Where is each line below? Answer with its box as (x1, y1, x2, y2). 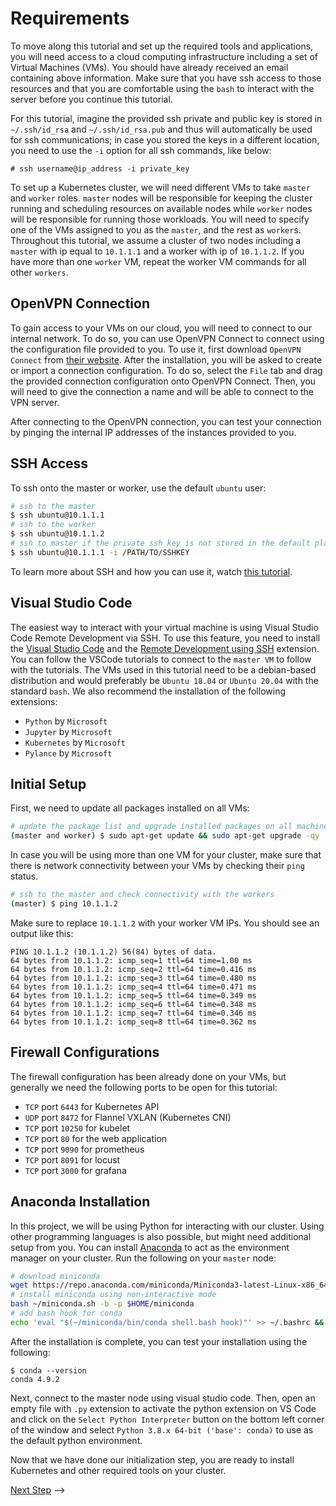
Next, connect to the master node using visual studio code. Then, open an (10, 1392, 316, 1404)
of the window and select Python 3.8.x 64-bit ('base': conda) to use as (10, 1423, 314, 1436)
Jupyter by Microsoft (24, 725, 113, 737)
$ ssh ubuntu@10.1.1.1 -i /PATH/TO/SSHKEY (10, 547, 190, 557)
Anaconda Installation (10, 1193, 151, 1211)
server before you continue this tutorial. (10, 93, 173, 105)
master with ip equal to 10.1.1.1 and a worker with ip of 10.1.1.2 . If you (10, 245, 305, 257)
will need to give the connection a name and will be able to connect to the (10, 385, 315, 397)
